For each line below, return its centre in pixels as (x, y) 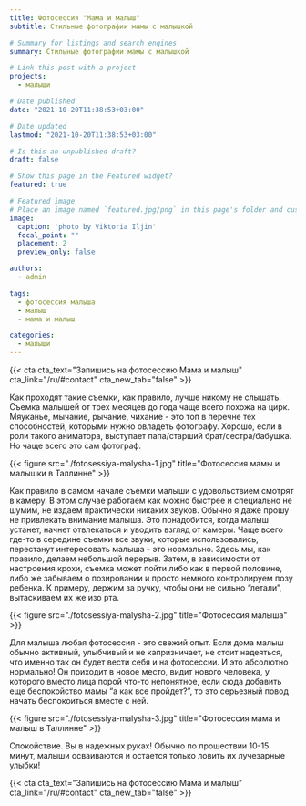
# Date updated (38, 126)
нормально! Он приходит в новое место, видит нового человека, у (140, 671)
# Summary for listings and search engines (93, 43)
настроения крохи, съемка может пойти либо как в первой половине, (146, 568)
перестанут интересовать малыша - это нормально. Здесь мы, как (140, 549)
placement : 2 (42, 244)
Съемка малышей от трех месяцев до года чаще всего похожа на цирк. (149, 407)
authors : (26, 269)
